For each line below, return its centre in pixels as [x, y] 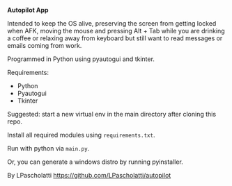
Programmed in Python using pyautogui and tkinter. [81, 59]
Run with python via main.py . [48, 148]
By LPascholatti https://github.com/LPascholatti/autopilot [89, 175]
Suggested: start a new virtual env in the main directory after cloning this [112, 114]
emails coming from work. [45, 45]
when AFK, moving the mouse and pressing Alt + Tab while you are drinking [116, 31]
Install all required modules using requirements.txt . [81, 135]
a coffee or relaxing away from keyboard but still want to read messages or [115, 38]
